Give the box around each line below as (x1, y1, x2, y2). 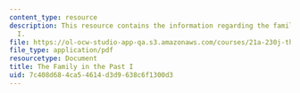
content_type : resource (9, 12, 98, 22)
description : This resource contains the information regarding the (9, 21, 270, 30)
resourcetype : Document (9, 54, 98, 63)
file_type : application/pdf (9, 46, 114, 55)
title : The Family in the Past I (9, 63, 134, 72)
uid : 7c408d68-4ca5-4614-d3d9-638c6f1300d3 (9, 71, 174, 80)
